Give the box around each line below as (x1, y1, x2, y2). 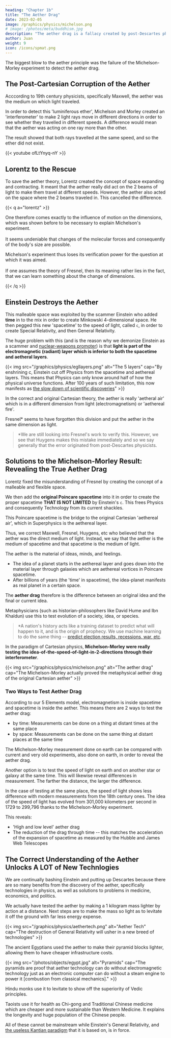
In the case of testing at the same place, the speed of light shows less (5, 788, 152, 794)
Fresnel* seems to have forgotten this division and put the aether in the (5, 416, 154, 422)
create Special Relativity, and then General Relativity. (5, 328, 116, 334)
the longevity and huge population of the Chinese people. (5, 1011, 126, 1018)
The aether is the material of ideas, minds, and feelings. (5, 550, 122, 557)
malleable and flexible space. (5, 484, 67, 490)
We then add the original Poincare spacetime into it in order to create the (5, 494, 160, 500)
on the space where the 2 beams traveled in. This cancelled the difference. (5, 195, 163, 201)
